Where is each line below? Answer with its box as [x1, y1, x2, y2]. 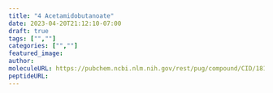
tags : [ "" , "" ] [8, 34, 57, 43]
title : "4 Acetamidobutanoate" [8, 11, 115, 20]
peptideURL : [8, 72, 49, 80]
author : [8, 57, 35, 66]
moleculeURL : [8, 65, 53, 73]
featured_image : [8, 49, 63, 57]
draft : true [8, 27, 49, 35]
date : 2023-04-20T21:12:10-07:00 [8, 19, 122, 27]
